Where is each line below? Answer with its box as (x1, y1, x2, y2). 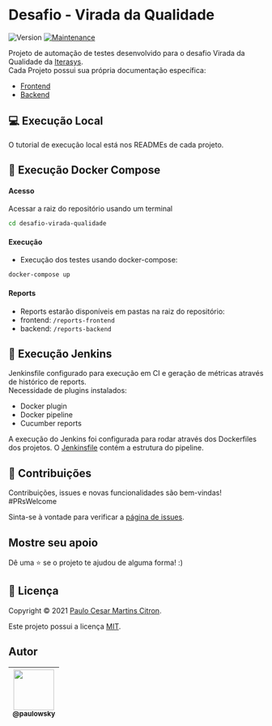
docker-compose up (8, 271, 70, 279)
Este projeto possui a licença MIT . (8, 621, 121, 631)
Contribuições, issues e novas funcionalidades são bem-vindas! (8, 488, 223, 498)
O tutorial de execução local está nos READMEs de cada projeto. (8, 139, 224, 149)
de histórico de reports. (8, 377, 87, 386)
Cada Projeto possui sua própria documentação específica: (8, 65, 206, 75)
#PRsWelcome (8, 497, 57, 506)
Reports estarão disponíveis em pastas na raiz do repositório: (19, 306, 225, 316)
